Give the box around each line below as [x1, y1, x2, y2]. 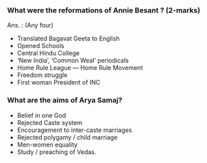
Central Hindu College [16, 49, 80, 57]
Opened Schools [16, 42, 65, 50]
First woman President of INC [16, 78, 101, 87]
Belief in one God [16, 111, 66, 119]
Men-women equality [16, 140, 77, 149]
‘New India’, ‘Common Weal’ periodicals [16, 56, 129, 65]
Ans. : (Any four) [7, 21, 53, 30]
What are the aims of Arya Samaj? [7, 96, 123, 105]
